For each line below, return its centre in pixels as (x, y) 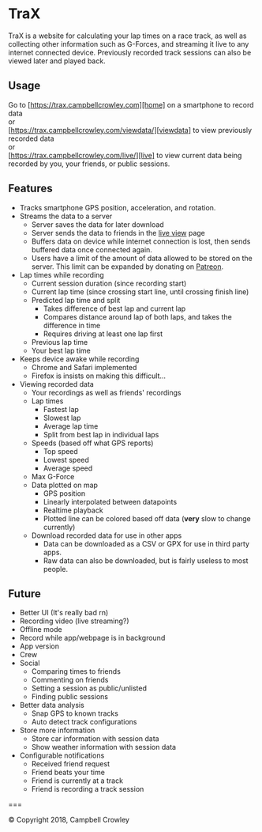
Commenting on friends (70, 680)
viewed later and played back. (57, 61)
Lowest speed (66, 459)
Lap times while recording (62, 274)
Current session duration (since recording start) (109, 283)
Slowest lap (62, 418)
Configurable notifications (62, 755)
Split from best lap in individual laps (101, 434)
